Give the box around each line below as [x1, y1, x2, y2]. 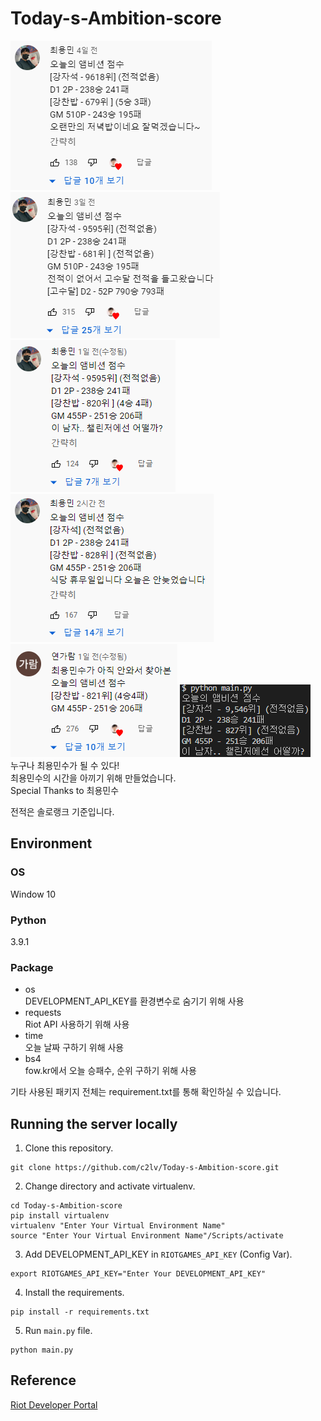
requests [24, 1007, 62, 1019]
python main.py [10, 1345, 74, 1356]
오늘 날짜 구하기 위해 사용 [24, 1042, 125, 1054]
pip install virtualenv [10, 1211, 110, 1221]
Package [10, 960, 54, 974]
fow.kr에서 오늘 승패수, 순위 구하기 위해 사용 [24, 1065, 197, 1077]
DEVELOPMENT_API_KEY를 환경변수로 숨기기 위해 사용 [24, 995, 245, 1007]
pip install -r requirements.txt [10, 1307, 150, 1317]
